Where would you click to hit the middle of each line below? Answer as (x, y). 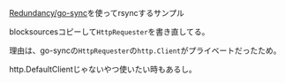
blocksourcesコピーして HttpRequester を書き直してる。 (109, 32)
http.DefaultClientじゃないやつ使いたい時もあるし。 (103, 69)
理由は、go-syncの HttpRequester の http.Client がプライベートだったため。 (145, 50)
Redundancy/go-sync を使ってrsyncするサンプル (97, 13)
